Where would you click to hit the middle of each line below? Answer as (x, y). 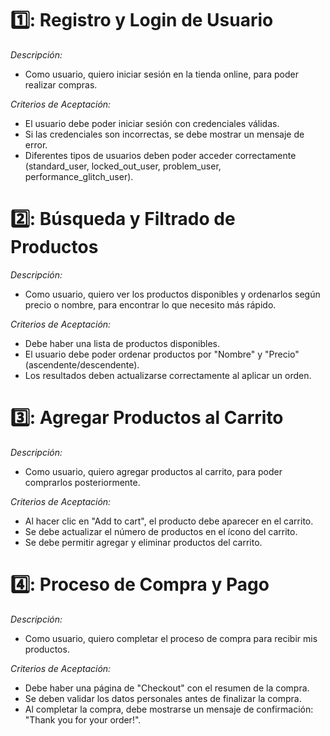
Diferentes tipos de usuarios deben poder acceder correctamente (160, 155)
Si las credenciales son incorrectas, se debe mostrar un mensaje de (164, 134)
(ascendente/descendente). (82, 364)
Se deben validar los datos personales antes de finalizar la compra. (163, 698)
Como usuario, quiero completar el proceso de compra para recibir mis (171, 638)
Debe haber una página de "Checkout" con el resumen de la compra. (167, 688)
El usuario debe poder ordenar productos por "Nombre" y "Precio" (162, 354)
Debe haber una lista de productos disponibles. (122, 343)
